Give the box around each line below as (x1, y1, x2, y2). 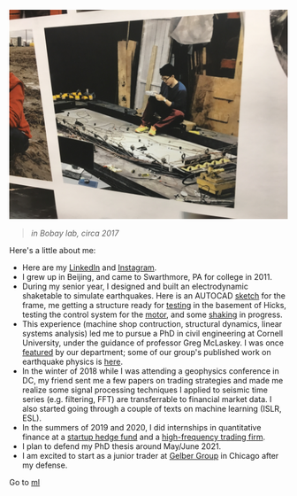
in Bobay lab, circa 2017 (30, 228, 119, 238)
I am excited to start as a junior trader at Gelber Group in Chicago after (21, 451, 279, 461)
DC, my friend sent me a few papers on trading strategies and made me (21, 376, 284, 385)
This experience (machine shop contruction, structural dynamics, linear (21, 319, 283, 329)
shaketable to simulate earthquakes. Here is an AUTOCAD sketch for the (21, 291, 286, 301)
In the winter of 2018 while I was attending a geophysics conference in (21, 366, 280, 376)
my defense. (21, 460, 68, 470)
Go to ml (9, 477, 41, 487)
